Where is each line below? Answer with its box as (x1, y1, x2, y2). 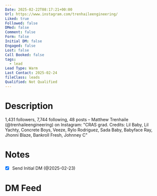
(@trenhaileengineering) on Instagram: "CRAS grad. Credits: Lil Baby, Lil (5, 122, 149, 127)
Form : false (5, 35, 29, 39)
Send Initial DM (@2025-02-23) (12, 165, 76, 171)
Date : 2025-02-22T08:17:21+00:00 (5, 7, 73, 12)
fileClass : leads (5, 75, 40, 80)
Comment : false (5, 30, 36, 35)
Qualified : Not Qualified (5, 79, 57, 84)
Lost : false (5, 48, 29, 53)
